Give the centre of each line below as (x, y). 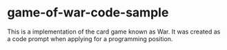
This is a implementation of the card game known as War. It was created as (114, 32)
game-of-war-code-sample (88, 13)
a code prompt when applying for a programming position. (90, 38)
